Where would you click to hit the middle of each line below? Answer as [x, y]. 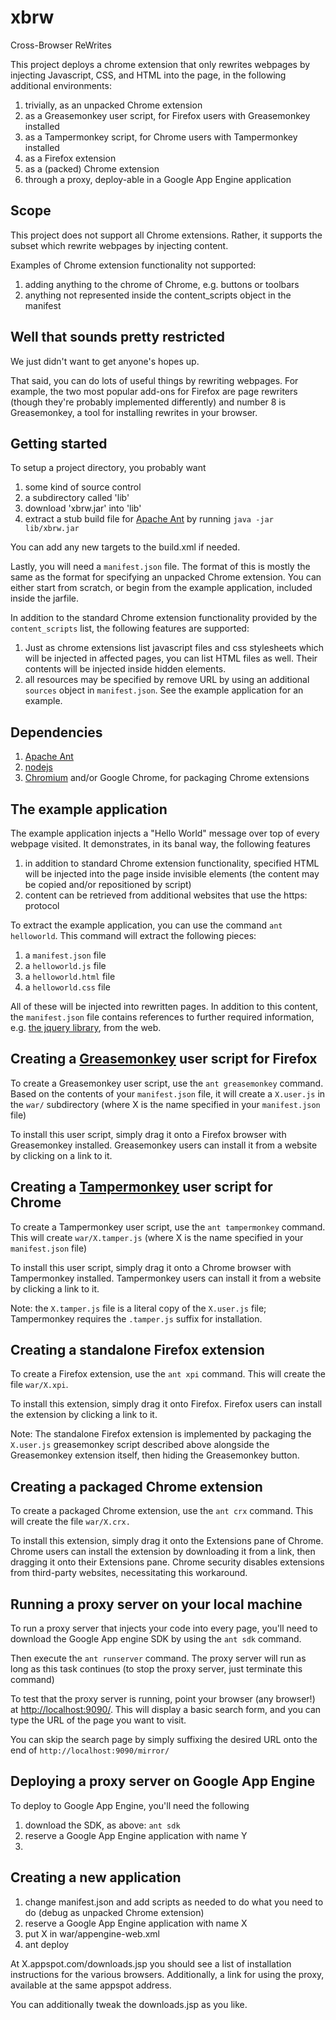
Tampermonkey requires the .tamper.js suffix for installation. [136, 1318]
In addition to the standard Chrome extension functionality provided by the [164, 618]
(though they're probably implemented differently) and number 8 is [148, 402]
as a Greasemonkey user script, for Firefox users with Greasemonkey [167, 115]
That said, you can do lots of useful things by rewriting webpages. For [154, 380]
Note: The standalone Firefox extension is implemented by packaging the [161, 1434]
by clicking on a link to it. [61, 1155]
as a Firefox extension [70, 158]
